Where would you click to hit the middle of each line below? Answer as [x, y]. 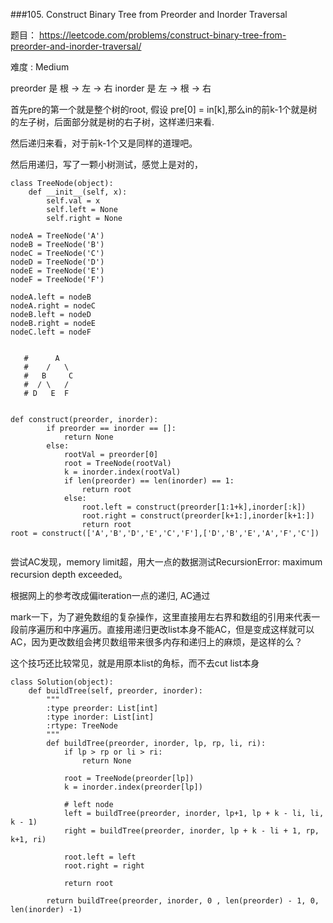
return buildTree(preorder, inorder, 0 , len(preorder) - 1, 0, [183, 901]
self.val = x [73, 201]
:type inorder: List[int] [100, 717]
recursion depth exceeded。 [69, 574]
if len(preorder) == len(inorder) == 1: [149, 481]
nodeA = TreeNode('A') [57, 236]
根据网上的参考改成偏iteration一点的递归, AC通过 [110, 595]
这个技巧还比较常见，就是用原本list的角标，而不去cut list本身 [135, 663]
